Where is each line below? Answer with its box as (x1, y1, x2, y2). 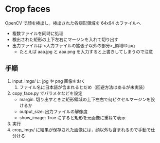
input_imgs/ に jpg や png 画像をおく (12, 78, 86, 84)
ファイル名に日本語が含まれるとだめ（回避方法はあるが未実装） (19, 84, 147, 90)
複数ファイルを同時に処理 (12, 30, 64, 36)
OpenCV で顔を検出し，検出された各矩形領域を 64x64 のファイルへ (5, 20, 141, 26)
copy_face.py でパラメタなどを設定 (12, 90, 83, 96)
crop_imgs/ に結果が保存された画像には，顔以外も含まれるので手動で (12, 126, 151, 132)
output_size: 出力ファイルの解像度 (19, 108, 88, 114)
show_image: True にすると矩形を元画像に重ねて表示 (19, 114, 125, 120)
